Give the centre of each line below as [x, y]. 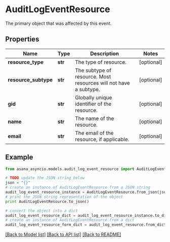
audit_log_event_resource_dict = [40, 215]
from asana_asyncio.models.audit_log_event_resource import [70, 169]
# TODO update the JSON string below [45, 178]
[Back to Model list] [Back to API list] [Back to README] [63, 234]
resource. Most [93, 76]
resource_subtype [30, 79]
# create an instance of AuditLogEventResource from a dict [70, 220]
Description [104, 53]
